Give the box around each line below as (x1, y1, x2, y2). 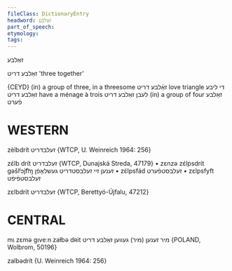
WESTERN (7, 122, 69, 138)
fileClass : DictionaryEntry (7, 10, 90, 18)
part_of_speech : (7, 23, 55, 30)
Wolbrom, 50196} (7, 243, 57, 251)
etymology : (7, 29, 39, 37)
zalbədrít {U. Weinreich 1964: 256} (7, 257, 107, 265)
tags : (7, 37, 23, 44)
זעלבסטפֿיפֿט (7, 174, 41, 183)
